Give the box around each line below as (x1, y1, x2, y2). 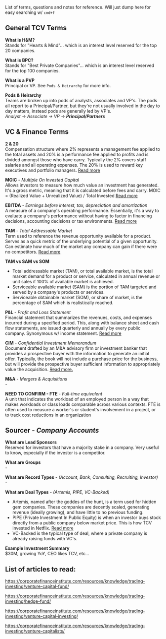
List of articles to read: (5, 565, 76, 574)
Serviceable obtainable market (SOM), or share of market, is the (12, 294, 143, 300)
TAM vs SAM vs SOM (5, 258, 49, 264)
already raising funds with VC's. (12, 536, 78, 542)
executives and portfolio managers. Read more (5, 167, 100, 173)
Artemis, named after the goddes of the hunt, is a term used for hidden (12, 499, 157, 505)
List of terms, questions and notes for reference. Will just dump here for (5, 4, 151, 10)
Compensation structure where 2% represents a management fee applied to (5, 146, 161, 152)
